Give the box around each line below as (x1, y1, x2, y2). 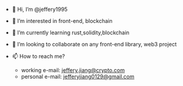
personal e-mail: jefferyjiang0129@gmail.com (21, 73, 135, 80)
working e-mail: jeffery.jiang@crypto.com (21, 67, 125, 73)
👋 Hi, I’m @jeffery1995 (12, 6, 68, 13)
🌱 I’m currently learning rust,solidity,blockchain (12, 29, 130, 36)
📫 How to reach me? (12, 53, 65, 60)
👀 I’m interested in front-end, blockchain (12, 17, 113, 24)
